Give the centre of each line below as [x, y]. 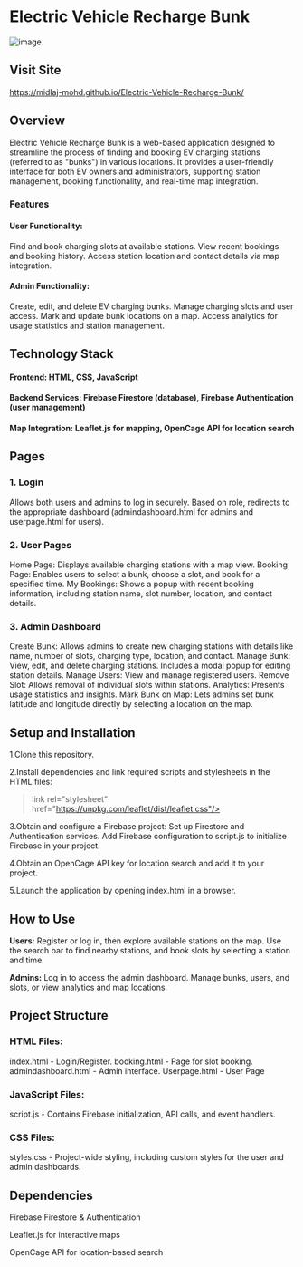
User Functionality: [46, 226]
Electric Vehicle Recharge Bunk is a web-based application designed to [142, 142]
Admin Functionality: [50, 286]
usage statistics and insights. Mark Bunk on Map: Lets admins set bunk [142, 694]
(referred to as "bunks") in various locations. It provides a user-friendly [142, 161]
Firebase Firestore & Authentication [75, 1217]
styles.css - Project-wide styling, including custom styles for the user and [147, 1157]
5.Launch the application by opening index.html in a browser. [123, 891]
